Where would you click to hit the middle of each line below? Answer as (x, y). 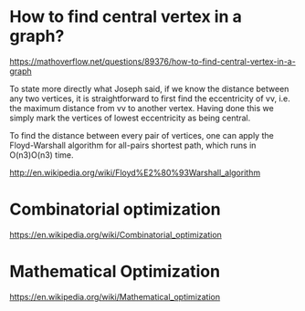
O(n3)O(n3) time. (42, 155)
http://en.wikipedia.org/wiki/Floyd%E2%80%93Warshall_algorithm (135, 172)
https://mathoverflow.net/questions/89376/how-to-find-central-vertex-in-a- (153, 61)
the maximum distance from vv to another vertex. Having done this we (142, 108)
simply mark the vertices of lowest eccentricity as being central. (130, 118)
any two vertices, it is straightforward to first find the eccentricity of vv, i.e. (150, 98)
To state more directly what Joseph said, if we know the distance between (149, 88)
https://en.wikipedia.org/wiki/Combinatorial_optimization (116, 234)
